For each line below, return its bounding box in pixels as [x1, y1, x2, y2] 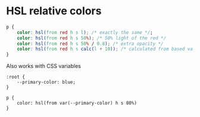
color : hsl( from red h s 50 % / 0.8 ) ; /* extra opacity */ [17, 41, 164, 47]
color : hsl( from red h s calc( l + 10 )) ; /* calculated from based [17, 46, 185, 52]
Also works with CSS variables [6, 63, 82, 70]
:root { [6, 74, 26, 80]
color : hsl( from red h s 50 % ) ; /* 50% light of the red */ [17, 35, 167, 41]
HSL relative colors [6, 4, 102, 18]
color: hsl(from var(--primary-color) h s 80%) [17, 100, 137, 106]
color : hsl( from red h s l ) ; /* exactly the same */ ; [17, 29, 153, 35]
